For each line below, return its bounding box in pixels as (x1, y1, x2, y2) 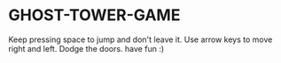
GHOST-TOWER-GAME (8, 5, 181, 25)
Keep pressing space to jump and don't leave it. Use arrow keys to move (8, 34, 273, 45)
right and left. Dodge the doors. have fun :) (8, 43, 165, 53)
